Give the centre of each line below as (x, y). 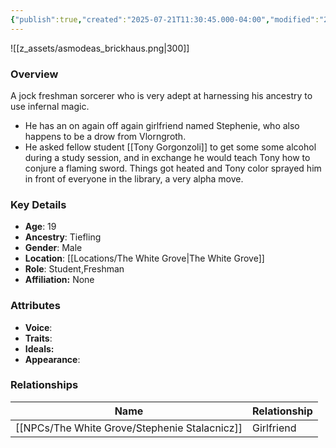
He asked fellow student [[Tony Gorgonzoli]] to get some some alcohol (170, 147)
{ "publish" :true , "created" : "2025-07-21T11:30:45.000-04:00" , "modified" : (165, 19)
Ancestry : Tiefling (63, 237)
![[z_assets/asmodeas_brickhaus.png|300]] (100, 48)
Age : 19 (40, 227)
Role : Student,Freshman (74, 269)
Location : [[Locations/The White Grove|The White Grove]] (144, 258)
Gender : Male (53, 248)
